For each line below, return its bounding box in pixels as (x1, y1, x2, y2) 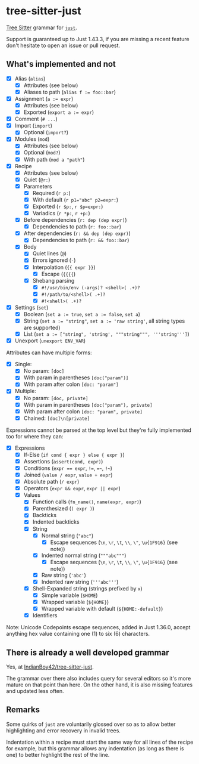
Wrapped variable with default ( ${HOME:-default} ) (41, 605, 163, 613)
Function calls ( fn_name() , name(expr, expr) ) (32, 498, 141, 505)
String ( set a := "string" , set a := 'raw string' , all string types (23, 317, 185, 324)
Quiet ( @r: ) (23, 176, 50, 183)
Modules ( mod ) (14, 135, 50, 143)
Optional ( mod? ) (23, 149, 61, 156)
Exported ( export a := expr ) (23, 109, 94, 116)
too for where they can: (6, 432, 64, 440)
